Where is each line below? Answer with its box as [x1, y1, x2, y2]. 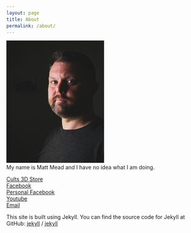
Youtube [6, 195, 27, 202]
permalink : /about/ [6, 23, 56, 29]
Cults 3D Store [6, 176, 43, 183]
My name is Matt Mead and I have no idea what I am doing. [6, 164, 155, 171]
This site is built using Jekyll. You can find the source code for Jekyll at [6, 213, 185, 221]
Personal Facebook [6, 188, 55, 196]
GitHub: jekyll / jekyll [6, 220, 58, 227]
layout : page [6, 10, 40, 16]
